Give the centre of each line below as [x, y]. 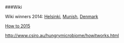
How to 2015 [18, 26]
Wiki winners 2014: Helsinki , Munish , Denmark [52, 16]
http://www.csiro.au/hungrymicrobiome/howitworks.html [62, 35]
